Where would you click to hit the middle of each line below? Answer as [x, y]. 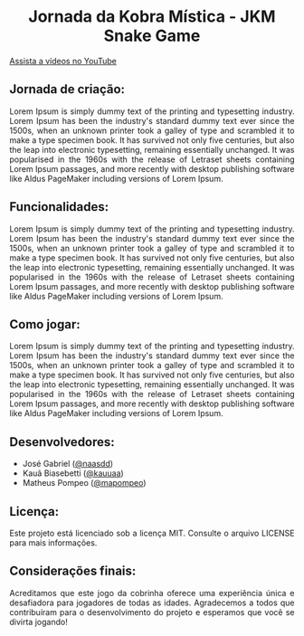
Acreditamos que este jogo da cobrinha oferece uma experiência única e [152, 593]
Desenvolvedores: [62, 442]
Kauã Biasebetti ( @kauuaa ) [73, 473]
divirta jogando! [38, 622]
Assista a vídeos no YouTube [63, 61]
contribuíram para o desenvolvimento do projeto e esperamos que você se [152, 612]
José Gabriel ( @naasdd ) [68, 464]
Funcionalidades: [59, 207]
